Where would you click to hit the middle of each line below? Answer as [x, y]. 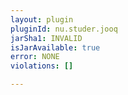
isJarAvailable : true [55, 47]
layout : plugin [42, 19]
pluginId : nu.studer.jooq [64, 29]
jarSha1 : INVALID [46, 38]
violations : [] [42, 66]
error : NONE [35, 57]
